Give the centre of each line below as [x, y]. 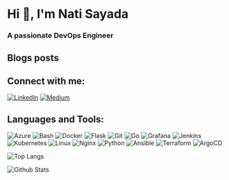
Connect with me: [46, 81]
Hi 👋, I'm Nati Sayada [68, 14]
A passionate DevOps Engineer [60, 36]
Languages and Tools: [56, 119]
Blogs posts [33, 58]
